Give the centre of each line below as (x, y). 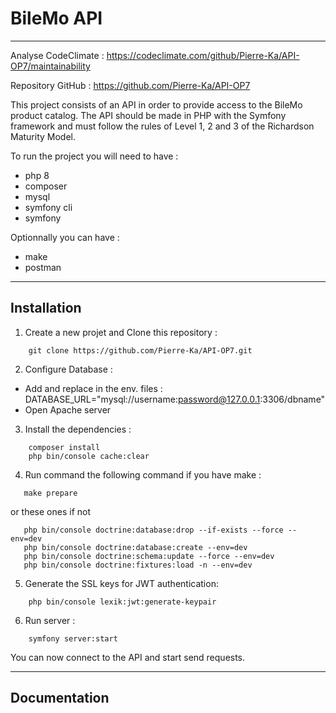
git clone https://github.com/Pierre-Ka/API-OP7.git (140, 350)
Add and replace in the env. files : (93, 388)
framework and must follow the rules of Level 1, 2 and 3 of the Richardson (162, 126)
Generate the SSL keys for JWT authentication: (121, 583)
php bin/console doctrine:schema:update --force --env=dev (149, 556)
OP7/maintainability (50, 66)
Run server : (50, 620)
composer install (64, 447)
